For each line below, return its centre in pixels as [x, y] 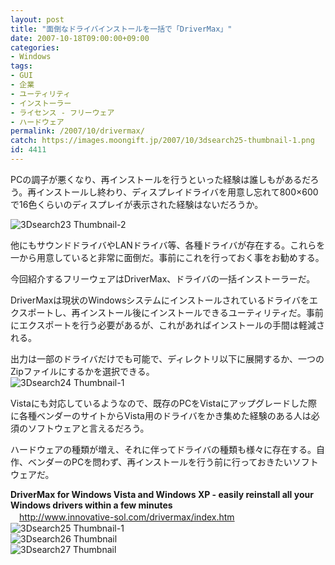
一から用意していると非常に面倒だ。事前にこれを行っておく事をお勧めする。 [167, 257]
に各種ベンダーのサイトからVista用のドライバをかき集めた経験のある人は [161, 415]
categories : [35, 47]
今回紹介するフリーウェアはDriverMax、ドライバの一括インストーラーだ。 [163, 278]
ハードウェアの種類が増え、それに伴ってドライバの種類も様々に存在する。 [163, 449]
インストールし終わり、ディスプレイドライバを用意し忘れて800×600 [177, 192]
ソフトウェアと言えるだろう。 [88, 428]
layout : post [37, 19]
